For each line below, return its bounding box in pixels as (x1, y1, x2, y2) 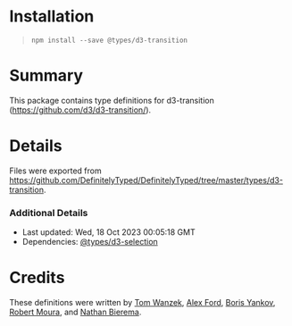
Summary (9, 65, 83, 86)
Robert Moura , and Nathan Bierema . (9, 306, 142, 318)
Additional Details (9, 206, 88, 219)
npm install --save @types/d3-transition (30, 36, 188, 45)
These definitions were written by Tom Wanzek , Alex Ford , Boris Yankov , (9, 297, 276, 308)
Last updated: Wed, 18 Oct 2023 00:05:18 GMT (21, 227, 196, 238)
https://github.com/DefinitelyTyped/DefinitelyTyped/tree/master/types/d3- (9, 174, 284, 185)
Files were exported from (9, 165, 102, 176)
